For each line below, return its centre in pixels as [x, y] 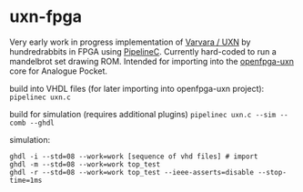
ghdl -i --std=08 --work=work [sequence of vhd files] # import [134, 157]
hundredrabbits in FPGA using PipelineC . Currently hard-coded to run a [143, 51]
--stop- [272, 172]
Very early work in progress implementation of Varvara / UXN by [130, 42]
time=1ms [26, 180]
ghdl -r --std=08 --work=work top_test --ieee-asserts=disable [132, 172]
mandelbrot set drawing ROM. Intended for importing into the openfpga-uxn [151, 61]
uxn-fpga [45, 17]
